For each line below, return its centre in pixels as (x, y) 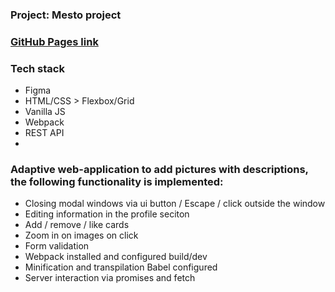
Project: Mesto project (66, 15)
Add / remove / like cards (77, 225)
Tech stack (37, 68)
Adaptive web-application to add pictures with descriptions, (159, 170)
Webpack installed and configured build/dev (116, 257)
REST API (44, 133)
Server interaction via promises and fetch (110, 278)
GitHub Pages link (54, 41)
